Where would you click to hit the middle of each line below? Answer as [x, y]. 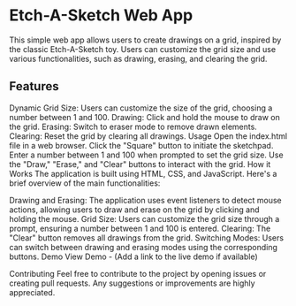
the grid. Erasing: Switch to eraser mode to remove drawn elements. [133, 126]
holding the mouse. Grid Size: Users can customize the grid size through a [144, 218]
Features [34, 86]
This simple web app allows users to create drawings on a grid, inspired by [145, 40]
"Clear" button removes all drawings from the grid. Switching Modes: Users [147, 237]
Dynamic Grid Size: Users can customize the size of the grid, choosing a [141, 108]
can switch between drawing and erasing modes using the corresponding [144, 247]
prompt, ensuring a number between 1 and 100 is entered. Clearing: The [140, 228]
